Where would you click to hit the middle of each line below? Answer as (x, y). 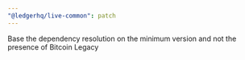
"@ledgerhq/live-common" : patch (62, 16)
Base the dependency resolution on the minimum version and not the (122, 38)
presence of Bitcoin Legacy (53, 47)
